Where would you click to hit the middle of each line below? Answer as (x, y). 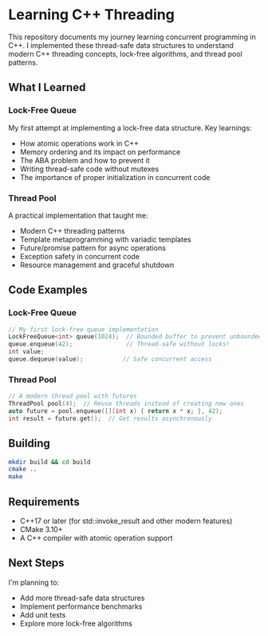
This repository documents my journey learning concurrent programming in (132, 37)
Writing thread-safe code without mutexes (89, 169)
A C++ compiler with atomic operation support (96, 538)
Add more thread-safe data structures (82, 598)
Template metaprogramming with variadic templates (105, 239)
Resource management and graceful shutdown (97, 265)
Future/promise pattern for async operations (93, 248)
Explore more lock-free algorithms (76, 623)
